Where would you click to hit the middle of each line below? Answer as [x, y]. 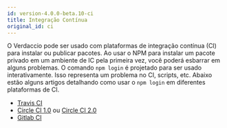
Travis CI [30, 103]
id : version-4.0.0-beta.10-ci [51, 13]
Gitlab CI [29, 118]
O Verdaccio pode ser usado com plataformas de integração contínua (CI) [112, 46]
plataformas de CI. [33, 89]
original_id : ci [30, 26]
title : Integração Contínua [47, 20]
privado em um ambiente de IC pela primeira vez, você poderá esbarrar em [114, 61]
